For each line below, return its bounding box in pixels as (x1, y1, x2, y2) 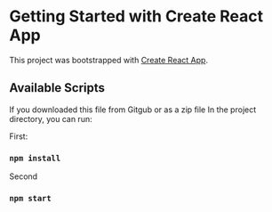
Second (9, 171, 38, 182)
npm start (9, 193, 52, 203)
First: (9, 131, 28, 142)
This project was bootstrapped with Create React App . (9, 54, 209, 65)
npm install (9, 153, 61, 163)
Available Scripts (9, 80, 105, 95)
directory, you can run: (9, 113, 92, 124)
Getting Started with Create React (9, 6, 264, 27)
